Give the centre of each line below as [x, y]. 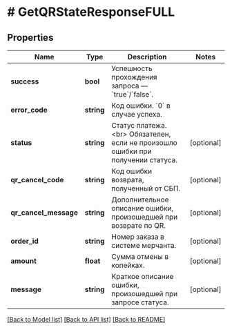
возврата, [128, 180]
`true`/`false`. [133, 94]
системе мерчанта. [144, 245]
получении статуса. [145, 160]
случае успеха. [137, 114]
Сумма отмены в [140, 256]
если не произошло [144, 143]
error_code [29, 110]
